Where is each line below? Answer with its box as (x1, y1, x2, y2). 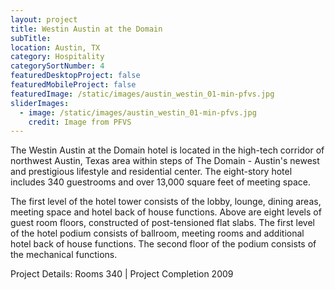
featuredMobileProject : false (10, 80, 137, 90)
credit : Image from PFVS (28, 117, 132, 127)
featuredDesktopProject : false (10, 71, 141, 81)
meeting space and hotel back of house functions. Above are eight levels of (10, 206, 322, 218)
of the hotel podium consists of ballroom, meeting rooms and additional (10, 227, 305, 240)
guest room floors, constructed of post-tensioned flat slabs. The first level (10, 217, 315, 229)
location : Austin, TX (10, 42, 101, 53)
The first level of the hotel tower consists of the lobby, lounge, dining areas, (10, 196, 322, 208)
